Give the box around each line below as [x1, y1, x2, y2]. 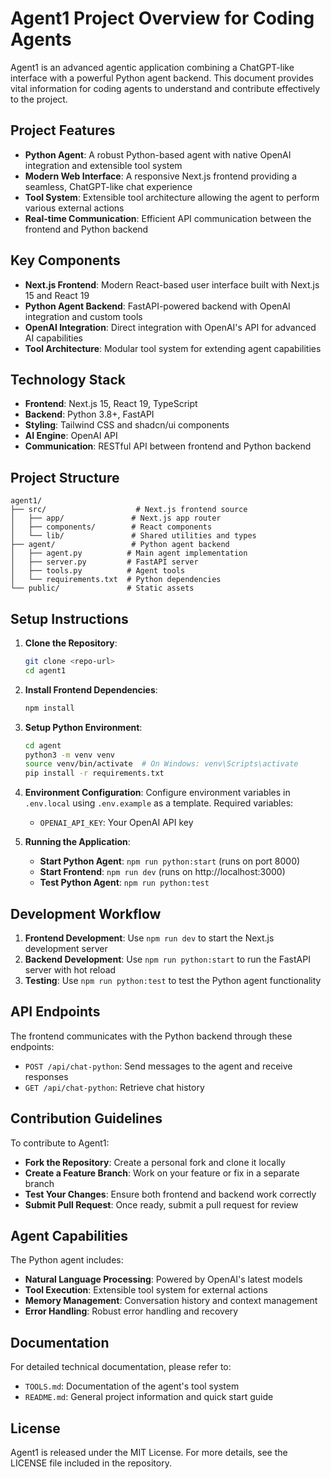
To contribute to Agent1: [10, 1137, 110, 1149]
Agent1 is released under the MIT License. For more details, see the [10, 1447, 288, 1458]
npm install [24, 703, 75, 713]
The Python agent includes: [10, 1254, 124, 1266]
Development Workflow [10, 905, 162, 922]
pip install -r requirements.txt [24, 768, 165, 779]
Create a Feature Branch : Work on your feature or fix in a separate [24, 1167, 300, 1179]
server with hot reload [24, 963, 117, 976]
